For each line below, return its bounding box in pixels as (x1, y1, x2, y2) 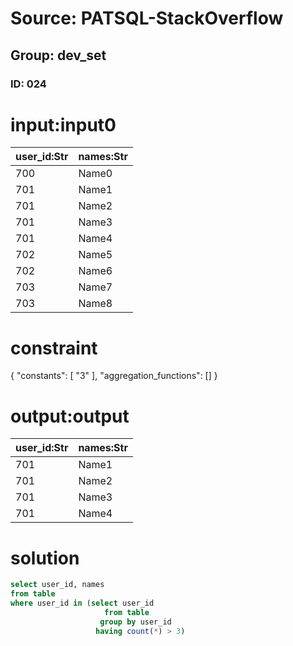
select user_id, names (10, 580, 105, 590)
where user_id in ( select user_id (10, 598, 155, 608)
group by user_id (99, 617, 172, 627)
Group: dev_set (10, 47, 107, 64)
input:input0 (10, 113, 117, 136)
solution (10, 547, 80, 569)
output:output (10, 405, 130, 427)
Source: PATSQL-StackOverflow (10, 7, 284, 30)
